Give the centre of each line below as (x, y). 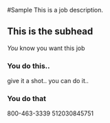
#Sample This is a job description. (55, 10)
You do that (27, 99)
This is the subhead (50, 31)
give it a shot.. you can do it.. (48, 81)
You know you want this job (46, 48)
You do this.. (29, 66)
